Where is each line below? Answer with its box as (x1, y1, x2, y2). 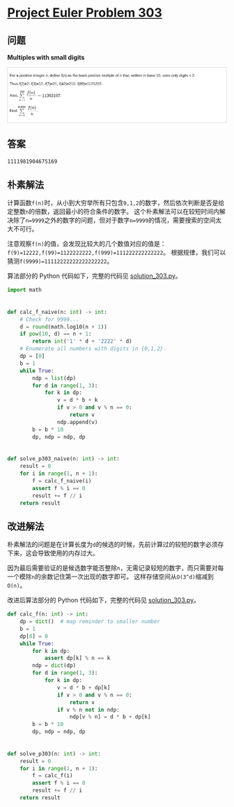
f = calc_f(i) (32, 772, 73, 779)
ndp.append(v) (56, 418, 98, 425)
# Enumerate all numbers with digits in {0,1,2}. (19, 345, 167, 352)
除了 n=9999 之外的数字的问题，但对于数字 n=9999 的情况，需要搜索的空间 (13, 216, 216, 224)
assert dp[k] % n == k (44, 655, 111, 662)
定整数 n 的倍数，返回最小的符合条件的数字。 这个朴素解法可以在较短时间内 (7, 207, 220, 216)
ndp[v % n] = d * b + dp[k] (69, 714, 151, 721)
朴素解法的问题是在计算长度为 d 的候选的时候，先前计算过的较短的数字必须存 (7, 540, 224, 549)
